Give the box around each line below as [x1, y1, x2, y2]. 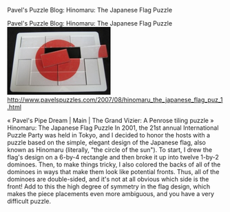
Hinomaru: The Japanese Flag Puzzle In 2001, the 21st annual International [7, 124, 219, 132]
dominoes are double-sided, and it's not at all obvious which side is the [7, 175, 209, 183]
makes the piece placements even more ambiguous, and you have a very [7, 190, 215, 197]
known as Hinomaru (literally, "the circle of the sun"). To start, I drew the [7, 146, 212, 154]
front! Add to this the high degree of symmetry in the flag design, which [7, 182, 211, 191]
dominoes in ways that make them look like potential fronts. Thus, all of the [7, 168, 220, 175]
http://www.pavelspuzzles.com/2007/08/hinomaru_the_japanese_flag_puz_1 [7, 96, 223, 104]
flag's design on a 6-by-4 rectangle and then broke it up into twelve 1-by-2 [7, 153, 219, 161]
